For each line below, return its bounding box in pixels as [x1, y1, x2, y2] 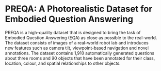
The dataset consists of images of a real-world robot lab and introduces [5, 40, 149, 45]
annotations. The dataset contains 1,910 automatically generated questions [5, 50, 155, 56]
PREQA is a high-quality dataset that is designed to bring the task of [5, 29, 141, 35]
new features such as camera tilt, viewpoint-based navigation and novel [5, 45, 149, 51]
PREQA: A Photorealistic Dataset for [5, 3, 153, 14]
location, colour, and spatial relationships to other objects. [5, 60, 121, 66]
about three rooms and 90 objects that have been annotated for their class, [5, 55, 155, 61]
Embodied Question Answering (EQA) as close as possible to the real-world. [5, 35, 157, 41]
